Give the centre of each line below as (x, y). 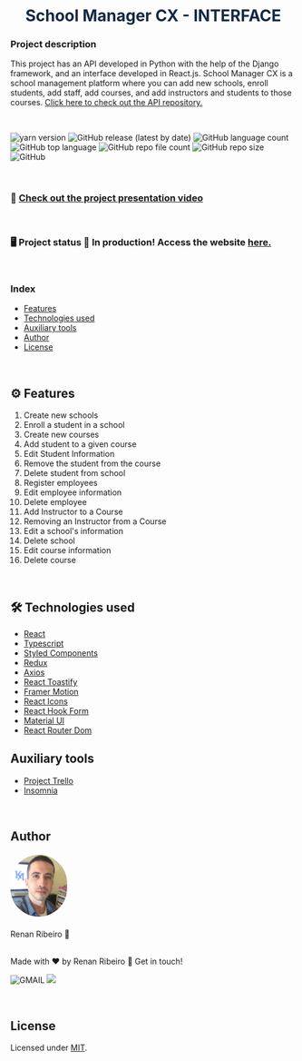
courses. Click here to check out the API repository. (107, 103)
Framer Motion (51, 692)
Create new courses (61, 435)
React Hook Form (56, 711)
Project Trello (48, 780)
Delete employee (55, 502)
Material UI (44, 720)
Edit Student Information (69, 454)
